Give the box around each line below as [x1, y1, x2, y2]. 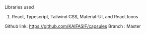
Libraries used [4, 4, 34, 10]
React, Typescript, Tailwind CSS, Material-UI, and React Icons [11, 14, 139, 19]
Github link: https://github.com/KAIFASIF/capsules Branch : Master [4, 23, 141, 29]
